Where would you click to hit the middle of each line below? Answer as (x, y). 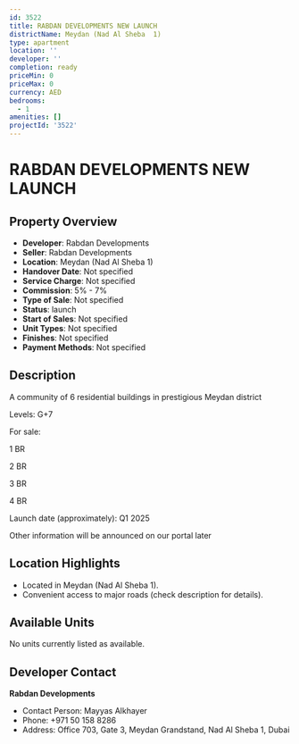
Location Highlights (65, 564)
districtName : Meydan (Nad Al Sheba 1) (86, 34)
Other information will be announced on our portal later (111, 535)
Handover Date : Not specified (78, 272)
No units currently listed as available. (77, 644)
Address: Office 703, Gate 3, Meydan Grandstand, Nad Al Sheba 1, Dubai (156, 730)
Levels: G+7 (31, 414)
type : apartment (39, 42)
